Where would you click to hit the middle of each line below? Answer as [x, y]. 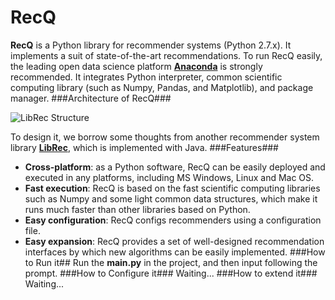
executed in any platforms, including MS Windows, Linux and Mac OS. [169, 177]
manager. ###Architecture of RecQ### [91, 98]
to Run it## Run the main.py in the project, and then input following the [171, 262]
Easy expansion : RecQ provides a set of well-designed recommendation [174, 241]
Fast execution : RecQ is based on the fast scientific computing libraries [172, 188]
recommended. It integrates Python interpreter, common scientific [146, 77]
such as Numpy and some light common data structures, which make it [171, 198]
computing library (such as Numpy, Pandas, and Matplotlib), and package [162, 87]
